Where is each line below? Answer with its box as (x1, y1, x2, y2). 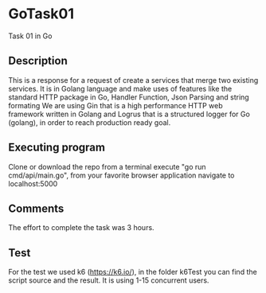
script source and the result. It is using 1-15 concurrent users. (8, 275, 209, 285)
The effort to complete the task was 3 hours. (8, 223, 155, 232)
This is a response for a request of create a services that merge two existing (8, 75, 259, 84)
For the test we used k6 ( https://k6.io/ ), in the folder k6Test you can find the (8, 268, 257, 277)
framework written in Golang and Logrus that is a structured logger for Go (8, 109, 251, 119)
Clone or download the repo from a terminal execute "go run (8, 162, 206, 171)
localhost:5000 (8, 178, 58, 188)
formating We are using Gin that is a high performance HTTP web (8, 100, 223, 110)
